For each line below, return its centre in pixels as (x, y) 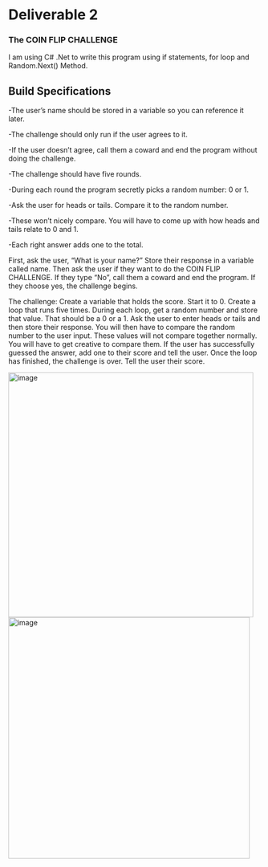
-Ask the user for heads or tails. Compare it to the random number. (118, 206)
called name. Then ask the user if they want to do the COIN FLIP (114, 269)
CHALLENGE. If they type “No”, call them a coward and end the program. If (132, 278)
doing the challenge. (42, 159)
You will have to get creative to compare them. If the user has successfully (132, 344)
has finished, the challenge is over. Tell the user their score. (107, 361)
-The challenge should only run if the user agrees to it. (98, 135)
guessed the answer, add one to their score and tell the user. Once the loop (133, 353)
